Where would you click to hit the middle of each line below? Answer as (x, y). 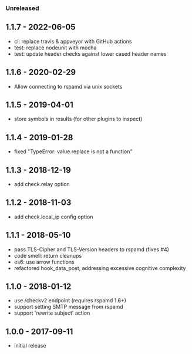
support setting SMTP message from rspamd (69, 307)
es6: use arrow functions (44, 262)
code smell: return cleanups (48, 255)
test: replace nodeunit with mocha (55, 48)
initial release (30, 346)
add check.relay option (42, 184)
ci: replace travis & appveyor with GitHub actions (73, 41)
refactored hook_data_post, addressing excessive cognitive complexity (100, 268)
